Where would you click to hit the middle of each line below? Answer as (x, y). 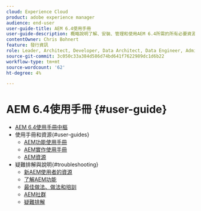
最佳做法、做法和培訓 (50, 187)
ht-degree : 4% (24, 73)
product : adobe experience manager (51, 17)
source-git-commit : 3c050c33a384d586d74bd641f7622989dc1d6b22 (85, 56)
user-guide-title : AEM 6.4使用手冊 (49, 28)
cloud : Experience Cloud (37, 12)
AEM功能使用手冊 (45, 142)
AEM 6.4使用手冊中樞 (41, 127)
